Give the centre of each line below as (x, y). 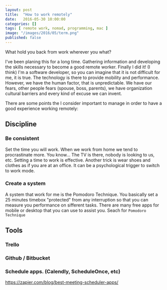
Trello (12, 244)
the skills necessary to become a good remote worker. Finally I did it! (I (78, 67)
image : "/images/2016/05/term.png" (42, 33)
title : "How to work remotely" (39, 14)
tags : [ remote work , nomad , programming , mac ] (57, 28)
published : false (23, 38)
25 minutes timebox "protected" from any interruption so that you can (77, 199)
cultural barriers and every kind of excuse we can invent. (64, 93)
